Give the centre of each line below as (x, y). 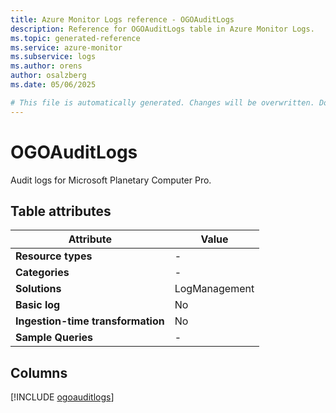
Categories (42, 273)
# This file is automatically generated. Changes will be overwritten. (162, 102)
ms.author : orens (46, 66)
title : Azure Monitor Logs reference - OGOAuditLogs (122, 19)
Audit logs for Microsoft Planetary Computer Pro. (111, 180)
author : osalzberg (48, 76)
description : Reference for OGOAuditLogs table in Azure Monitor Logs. (162, 29)
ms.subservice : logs (53, 57)
